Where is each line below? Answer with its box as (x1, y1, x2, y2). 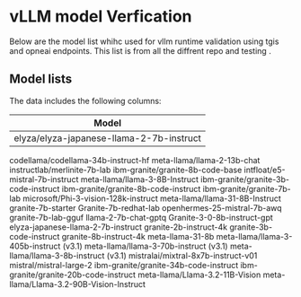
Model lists (9, 72, 73, 87)
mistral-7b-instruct (9, 173, 79, 185)
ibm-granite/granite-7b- (202, 183, 292, 194)
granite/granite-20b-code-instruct (9, 269, 137, 280)
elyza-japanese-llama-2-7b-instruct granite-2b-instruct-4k (9, 222, 227, 232)
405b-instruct (9, 240, 61, 251)
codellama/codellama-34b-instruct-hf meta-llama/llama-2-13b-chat (9, 154, 261, 165)
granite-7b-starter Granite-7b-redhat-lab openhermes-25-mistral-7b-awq (9, 202, 282, 213)
